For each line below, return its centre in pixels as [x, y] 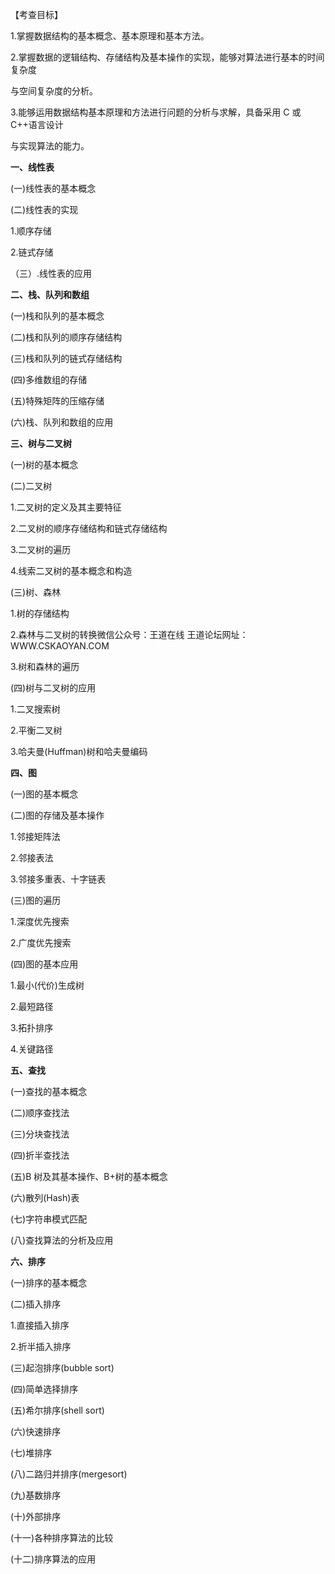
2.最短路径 [32, 1006]
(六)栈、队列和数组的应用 [62, 422]
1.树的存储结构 [40, 613]
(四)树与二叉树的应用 [53, 687]
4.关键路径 [32, 1049]
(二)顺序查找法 [40, 1112]
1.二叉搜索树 [35, 709]
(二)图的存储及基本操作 [57, 815]
